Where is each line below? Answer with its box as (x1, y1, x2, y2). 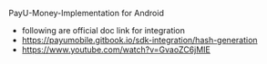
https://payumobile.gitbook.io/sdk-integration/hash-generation (21, 35, 258, 45)
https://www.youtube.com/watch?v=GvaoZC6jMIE (21, 44, 211, 55)
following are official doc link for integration (21, 25, 186, 35)
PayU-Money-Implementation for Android (8, 8, 165, 18)
